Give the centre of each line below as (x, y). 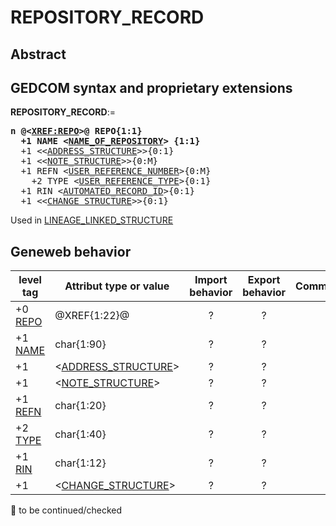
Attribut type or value (117, 286)
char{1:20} (80, 406)
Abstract (38, 54)
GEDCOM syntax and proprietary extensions (151, 87)
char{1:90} (80, 344)
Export (264, 280)
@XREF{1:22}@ (92, 316)
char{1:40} (80, 434)
